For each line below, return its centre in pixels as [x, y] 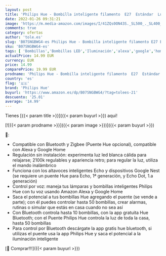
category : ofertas [24, 33]
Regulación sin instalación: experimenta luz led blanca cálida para [79, 155]
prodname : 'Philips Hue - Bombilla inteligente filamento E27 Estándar [83, 74]
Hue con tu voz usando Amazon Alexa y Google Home [67, 192]
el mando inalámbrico [34, 166]
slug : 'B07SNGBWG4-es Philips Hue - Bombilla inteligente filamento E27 [82, 42]
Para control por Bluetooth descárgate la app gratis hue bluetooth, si [82, 228]
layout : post [19, 10]
